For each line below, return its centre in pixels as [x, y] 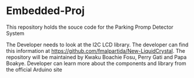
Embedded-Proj [46, 11]
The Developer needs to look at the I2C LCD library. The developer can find [97, 45]
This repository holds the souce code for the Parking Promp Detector [90, 27]
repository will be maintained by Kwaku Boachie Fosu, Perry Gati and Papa [96, 57]
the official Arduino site [34, 69]
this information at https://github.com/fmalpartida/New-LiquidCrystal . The [96, 50]
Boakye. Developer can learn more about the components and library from [96, 63]
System [15, 33]
